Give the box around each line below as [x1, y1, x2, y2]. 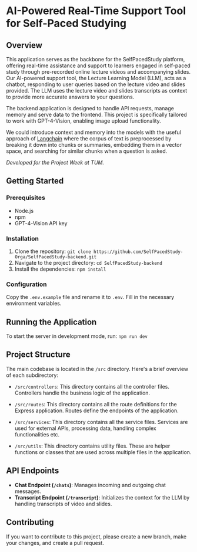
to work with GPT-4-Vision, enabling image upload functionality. [6, 117, 162, 124]
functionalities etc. [14, 431, 60, 438]
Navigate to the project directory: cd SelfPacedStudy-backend [14, 259, 163, 266]
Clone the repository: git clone [14, 248, 91, 255]
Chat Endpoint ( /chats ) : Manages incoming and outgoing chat [14, 481, 166, 488]
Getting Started [6, 176, 64, 186]
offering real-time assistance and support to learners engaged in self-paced [6, 62, 191, 69]
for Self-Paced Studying [6, 17, 127, 30]
